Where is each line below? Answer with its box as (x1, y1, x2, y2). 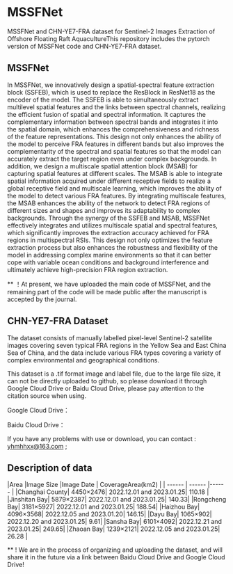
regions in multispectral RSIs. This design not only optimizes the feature (7, 236, 214, 244)
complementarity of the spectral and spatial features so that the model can (7, 147, 222, 155)
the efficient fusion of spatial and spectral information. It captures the (7, 110, 207, 118)
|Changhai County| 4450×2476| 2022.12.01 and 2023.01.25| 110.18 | (15, 488, 209, 496)
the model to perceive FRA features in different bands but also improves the (7, 140, 225, 148)
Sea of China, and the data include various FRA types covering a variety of (7, 349, 221, 357)
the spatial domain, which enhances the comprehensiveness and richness (7, 125, 220, 133)
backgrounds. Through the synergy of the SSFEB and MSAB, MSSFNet (7, 214, 210, 222)
